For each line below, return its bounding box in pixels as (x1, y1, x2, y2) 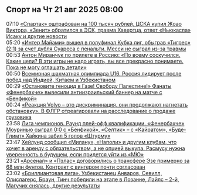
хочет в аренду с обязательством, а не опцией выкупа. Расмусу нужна (6, 145, 185, 152)
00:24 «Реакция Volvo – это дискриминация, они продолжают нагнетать (6, 101, 188, 108)
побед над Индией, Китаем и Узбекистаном (6, 76, 116, 83)
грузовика (6, 114, 32, 121)
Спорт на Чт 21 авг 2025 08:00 (6, 5, 124, 15)
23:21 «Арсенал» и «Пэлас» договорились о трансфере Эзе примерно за (6, 157, 190, 164)
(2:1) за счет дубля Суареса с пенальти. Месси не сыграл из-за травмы (6, 45, 186, 52)
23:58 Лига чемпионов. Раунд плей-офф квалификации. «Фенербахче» (6, 119, 185, 126)
